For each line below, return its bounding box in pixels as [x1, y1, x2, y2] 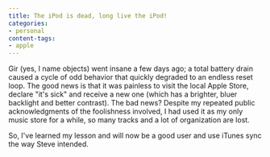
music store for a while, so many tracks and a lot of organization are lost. [8, 115, 250, 125]
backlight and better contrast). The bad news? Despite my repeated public [8, 98, 255, 108]
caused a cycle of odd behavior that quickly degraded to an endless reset [8, 72, 254, 82]
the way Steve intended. [8, 139, 89, 149]
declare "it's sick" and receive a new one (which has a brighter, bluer [8, 89, 238, 99]
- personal [8, 27, 45, 35]
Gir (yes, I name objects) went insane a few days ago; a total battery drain [8, 64, 254, 73]
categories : [8, 19, 48, 27]
